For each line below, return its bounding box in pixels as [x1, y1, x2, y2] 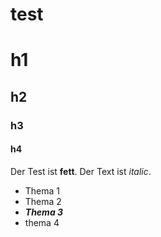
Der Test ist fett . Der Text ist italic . [10, 165, 152, 177]
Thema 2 [24, 195, 62, 207]
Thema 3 [24, 206, 64, 218]
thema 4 [24, 216, 60, 228]
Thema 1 [24, 184, 61, 197]
